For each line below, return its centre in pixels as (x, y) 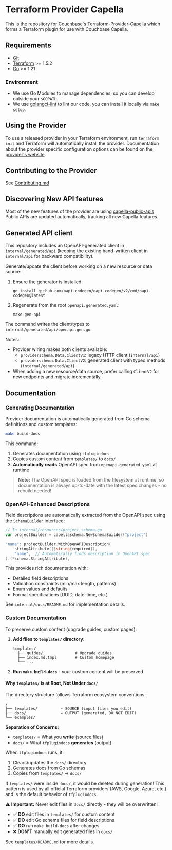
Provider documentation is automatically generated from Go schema (78, 419)
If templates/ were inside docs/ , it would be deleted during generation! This (85, 783)
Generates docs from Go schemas (49, 768)
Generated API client (39, 233)
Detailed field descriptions (41, 578)
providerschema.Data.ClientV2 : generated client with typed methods (93, 360)
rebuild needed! (35, 491)
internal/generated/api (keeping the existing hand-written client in (77, 251)
